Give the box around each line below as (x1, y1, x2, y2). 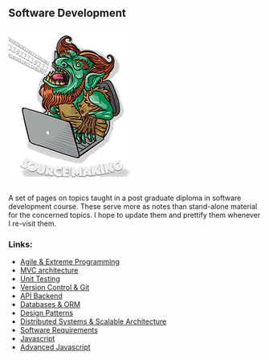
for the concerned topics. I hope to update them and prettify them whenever (8, 210, 261, 219)
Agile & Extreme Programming (19, 257, 120, 267)
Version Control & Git (19, 283, 90, 292)
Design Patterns (19, 309, 74, 318)
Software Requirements (19, 325, 99, 335)
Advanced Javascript (19, 342, 91, 352)
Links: (8, 239, 33, 250)
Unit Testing (19, 274, 60, 284)
